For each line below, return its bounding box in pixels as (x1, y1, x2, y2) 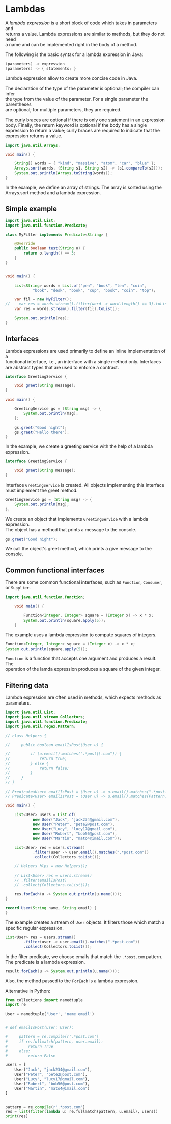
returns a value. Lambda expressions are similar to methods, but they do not (5, 31, 165, 37)
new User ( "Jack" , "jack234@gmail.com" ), (32, 817, 120, 822)
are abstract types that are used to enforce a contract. (5, 364, 119, 370)
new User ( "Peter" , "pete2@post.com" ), (32, 822, 115, 827)
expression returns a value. (5, 133, 63, 139)
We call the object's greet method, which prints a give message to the (5, 546, 152, 552)
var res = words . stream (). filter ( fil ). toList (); (14, 306, 120, 312)
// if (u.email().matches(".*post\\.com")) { (5, 751, 122, 756)
